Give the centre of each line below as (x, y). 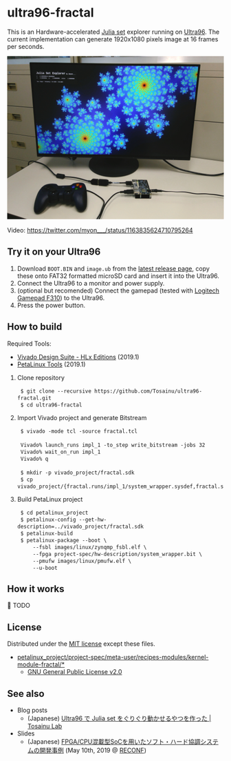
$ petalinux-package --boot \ (64, 540)
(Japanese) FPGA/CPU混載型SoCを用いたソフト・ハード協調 (114, 742)
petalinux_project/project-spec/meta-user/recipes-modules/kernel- (113, 658)
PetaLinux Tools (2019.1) (51, 364)
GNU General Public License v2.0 (75, 672)
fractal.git (34, 398)
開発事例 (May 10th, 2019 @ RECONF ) (93, 750)
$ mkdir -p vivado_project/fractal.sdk (77, 473)
